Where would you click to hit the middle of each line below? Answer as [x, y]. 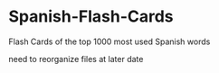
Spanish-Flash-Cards [91, 17]
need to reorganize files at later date [76, 59]
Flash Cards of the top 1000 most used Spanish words [109, 41]
